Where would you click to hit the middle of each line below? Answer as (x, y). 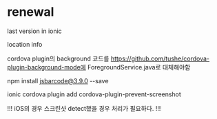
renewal (31, 12)
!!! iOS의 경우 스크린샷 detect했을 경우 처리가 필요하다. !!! (84, 108)
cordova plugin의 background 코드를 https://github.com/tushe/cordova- (108, 58)
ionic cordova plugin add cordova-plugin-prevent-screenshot (94, 94)
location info (25, 44)
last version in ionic (34, 31)
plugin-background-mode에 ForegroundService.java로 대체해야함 (99, 67)
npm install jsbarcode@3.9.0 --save (58, 80)
